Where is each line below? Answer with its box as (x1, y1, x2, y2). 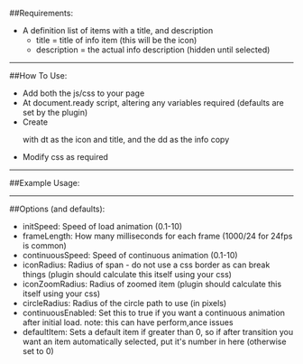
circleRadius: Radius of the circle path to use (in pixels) (22, 298, 227, 308)
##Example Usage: (9, 178, 80, 188)
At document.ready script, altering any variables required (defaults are (22, 98, 284, 107)
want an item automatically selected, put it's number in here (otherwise (22, 336, 287, 347)
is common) (22, 240, 68, 251)
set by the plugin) (22, 107, 88, 117)
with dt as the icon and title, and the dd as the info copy (22, 135, 230, 145)
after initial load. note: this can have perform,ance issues (22, 317, 234, 328)
